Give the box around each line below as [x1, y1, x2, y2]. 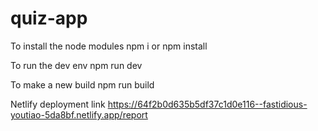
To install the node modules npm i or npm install [10, 40, 208, 52]
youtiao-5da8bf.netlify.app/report [10, 108, 148, 121]
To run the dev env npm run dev [10, 59, 143, 71]
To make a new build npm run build [10, 78, 155, 91]
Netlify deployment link [10, 98, 106, 110]
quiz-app [10, 7, 88, 30]
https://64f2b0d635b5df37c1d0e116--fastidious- [107, 98, 308, 110]
